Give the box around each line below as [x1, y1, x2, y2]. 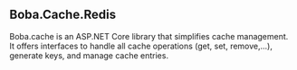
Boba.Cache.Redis [9, 7, 116, 22]
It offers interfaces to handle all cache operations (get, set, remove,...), [9, 40, 273, 51]
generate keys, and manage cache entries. [9, 49, 169, 61]
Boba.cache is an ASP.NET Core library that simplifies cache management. [9, 31, 289, 41]
